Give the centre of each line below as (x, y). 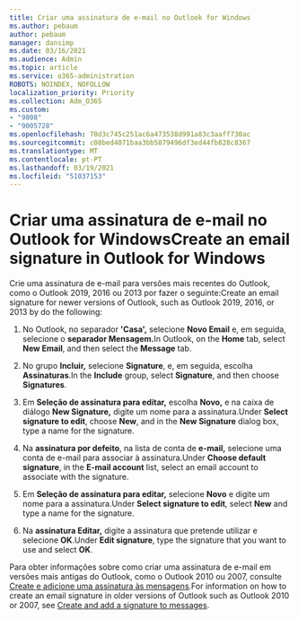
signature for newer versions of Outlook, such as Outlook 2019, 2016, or (142, 302)
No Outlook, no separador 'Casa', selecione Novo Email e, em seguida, (154, 329)
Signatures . (44, 385)
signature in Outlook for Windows (137, 259)
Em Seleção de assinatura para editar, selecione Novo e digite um (146, 494)
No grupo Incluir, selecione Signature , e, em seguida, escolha (137, 366)
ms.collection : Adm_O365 (56, 101)
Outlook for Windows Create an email (149, 240)
